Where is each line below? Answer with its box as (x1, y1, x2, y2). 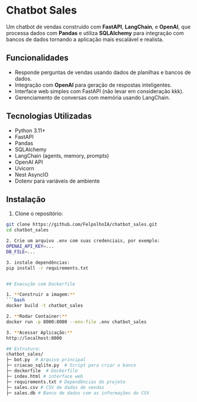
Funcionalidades (6, 53, 69, 63)
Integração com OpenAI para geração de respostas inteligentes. (14, 81, 172, 88)
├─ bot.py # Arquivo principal (6, 357, 86, 363)
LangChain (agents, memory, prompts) (14, 152, 109, 159)
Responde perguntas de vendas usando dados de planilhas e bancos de (14, 69, 191, 76)
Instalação (6, 194, 46, 205)
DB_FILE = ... (6, 248, 35, 255)
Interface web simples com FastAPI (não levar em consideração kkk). (14, 87, 184, 95)
